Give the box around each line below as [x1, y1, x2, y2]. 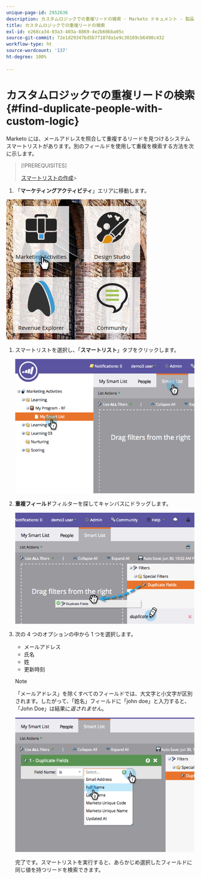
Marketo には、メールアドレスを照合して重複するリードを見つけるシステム [6, 135, 190, 142]
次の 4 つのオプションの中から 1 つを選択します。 [14, 630, 136, 637]
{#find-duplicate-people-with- [6, 102, 163, 115]
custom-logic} [6, 114, 80, 128]
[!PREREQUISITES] [20, 162, 67, 169]
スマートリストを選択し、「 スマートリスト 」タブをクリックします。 [14, 346, 179, 353]
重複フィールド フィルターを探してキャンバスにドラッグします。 [14, 500, 172, 507]
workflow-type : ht [6, 41, 52, 47]
